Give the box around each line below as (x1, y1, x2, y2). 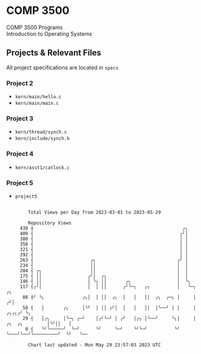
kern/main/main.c (15, 101, 59, 107)
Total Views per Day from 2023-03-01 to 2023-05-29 (28, 209, 162, 215)
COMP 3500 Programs (6, 24, 63, 31)
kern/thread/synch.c (15, 129, 67, 135)
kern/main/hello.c (15, 94, 62, 100)
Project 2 (6, 79, 33, 87)
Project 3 (6, 114, 34, 122)
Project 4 (6, 150, 34, 158)
